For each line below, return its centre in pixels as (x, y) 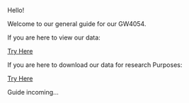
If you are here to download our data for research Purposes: (95, 65)
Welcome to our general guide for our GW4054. (77, 24)
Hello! (16, 10)
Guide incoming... (33, 92)
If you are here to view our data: (54, 37)
